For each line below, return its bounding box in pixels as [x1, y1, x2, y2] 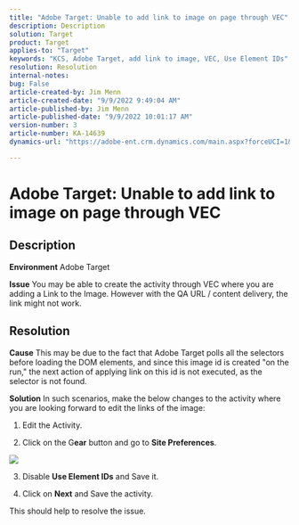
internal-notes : [9, 71, 69, 80]
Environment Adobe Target [9, 261, 110, 272]
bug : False [9, 79, 50, 88]
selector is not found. [9, 375, 87, 386]
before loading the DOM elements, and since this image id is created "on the [9, 357, 289, 367]
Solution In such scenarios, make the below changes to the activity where [9, 393, 281, 404]
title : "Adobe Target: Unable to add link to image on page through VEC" [9, 12, 289, 22]
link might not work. [9, 298, 82, 308]
